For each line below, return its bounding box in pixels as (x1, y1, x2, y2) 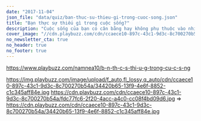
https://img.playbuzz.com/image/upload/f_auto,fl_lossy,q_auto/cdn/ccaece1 (6, 75, 193, 83)
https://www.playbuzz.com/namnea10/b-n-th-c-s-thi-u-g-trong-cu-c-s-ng (6, 64, 191, 71)
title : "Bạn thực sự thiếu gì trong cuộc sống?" (6, 20, 130, 26)
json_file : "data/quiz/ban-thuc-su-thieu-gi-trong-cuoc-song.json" (6, 14, 178, 20)
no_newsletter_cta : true (6, 37, 68, 43)
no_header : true (6, 43, 47, 49)
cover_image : (6, 31, 39, 37)
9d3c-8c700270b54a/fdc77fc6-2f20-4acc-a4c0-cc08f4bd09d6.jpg (6, 95, 175, 102)
